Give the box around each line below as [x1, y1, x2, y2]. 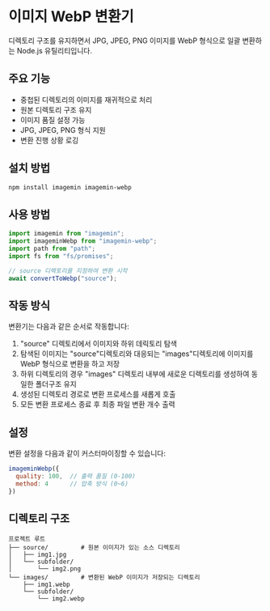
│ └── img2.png [8, 565, 82, 573]
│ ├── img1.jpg [8, 551, 67, 559]
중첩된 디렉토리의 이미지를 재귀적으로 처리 [19, 95, 153, 104]
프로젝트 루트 [8, 535, 46, 543]
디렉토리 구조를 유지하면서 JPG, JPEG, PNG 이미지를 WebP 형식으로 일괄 [8, 36, 241, 45]
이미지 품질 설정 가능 [19, 115, 86, 125]
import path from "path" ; [8, 244, 95, 252]
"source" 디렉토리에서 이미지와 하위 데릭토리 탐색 [19, 339, 178, 349]
